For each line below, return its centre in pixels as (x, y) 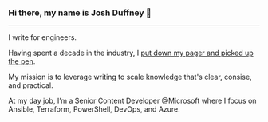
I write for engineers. (43, 37)
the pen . (22, 61)
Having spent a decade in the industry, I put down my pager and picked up (131, 53)
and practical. (31, 85)
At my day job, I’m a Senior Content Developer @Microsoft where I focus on (132, 101)
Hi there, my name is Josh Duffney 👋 (80, 13)
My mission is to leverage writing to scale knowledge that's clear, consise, (130, 77)
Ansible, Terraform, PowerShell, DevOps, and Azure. (95, 109)
